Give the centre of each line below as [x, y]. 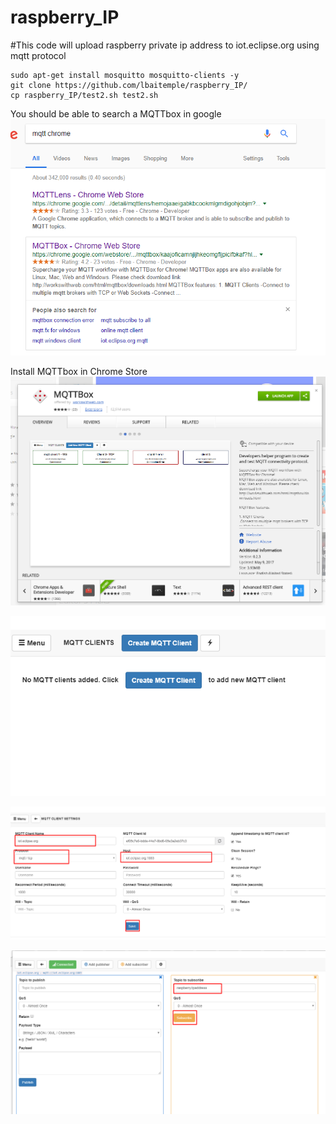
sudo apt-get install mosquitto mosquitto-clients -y [125, 75]
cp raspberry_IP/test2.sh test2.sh [84, 95]
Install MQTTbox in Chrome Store [79, 372]
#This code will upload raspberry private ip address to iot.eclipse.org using [165, 45]
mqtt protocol [38, 55]
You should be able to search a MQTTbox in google [116, 113]
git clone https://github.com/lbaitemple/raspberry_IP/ [129, 85]
